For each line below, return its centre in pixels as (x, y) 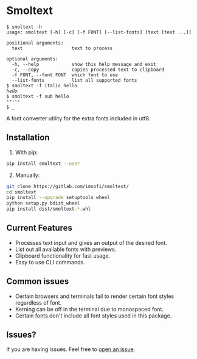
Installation (28, 138)
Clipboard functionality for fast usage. (63, 256)
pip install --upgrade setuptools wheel (58, 198)
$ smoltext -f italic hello (42, 85)
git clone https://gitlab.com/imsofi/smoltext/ (68, 186)
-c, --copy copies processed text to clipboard (88, 70)
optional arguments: (33, 59)
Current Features (40, 228)
